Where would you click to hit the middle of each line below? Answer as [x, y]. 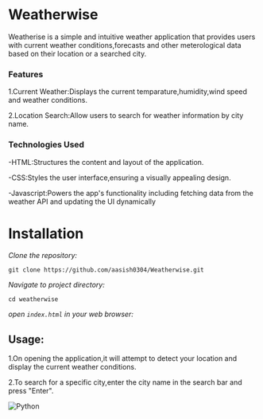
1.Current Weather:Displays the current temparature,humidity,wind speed [128, 92]
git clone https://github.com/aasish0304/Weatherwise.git [106, 270]
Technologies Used [46, 145]
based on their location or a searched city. [77, 53]
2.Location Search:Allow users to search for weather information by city [126, 116]
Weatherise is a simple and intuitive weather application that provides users [132, 37]
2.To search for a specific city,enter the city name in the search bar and [125, 382]
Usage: [27, 339]
